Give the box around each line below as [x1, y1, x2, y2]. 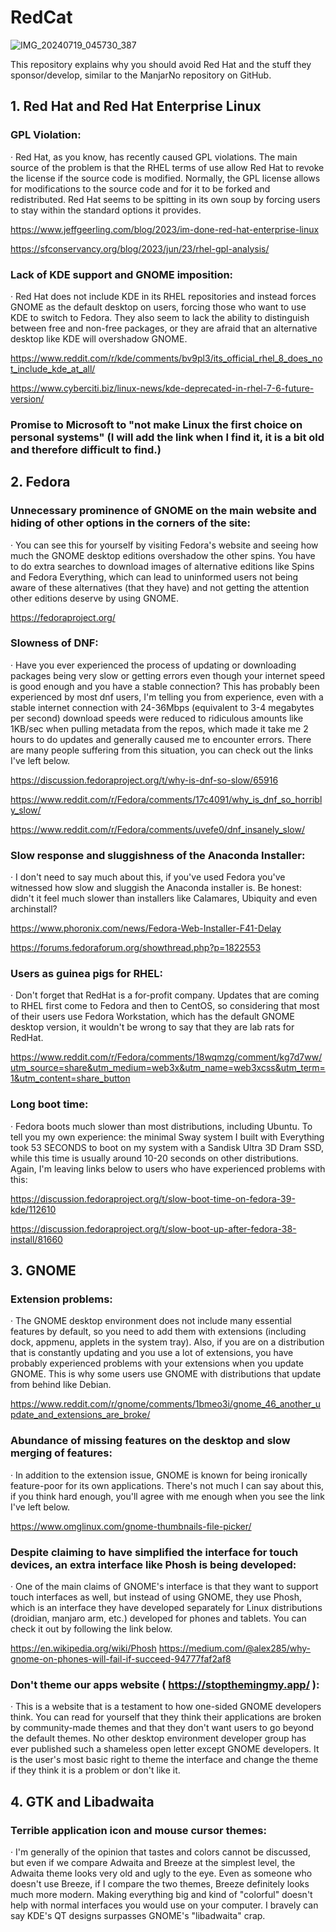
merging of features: [10, 1446, 113, 1460]
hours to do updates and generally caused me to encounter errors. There [10, 733, 312, 745]
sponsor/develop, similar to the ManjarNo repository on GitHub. [10, 69, 272, 81]
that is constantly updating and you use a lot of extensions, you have [10, 1347, 294, 1359]
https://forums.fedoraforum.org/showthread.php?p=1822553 [10, 942, 262, 954]
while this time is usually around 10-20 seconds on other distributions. [10, 1152, 299, 1164]
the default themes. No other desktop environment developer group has [10, 1732, 307, 1745]
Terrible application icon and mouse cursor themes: [10, 1823, 267, 1837]
